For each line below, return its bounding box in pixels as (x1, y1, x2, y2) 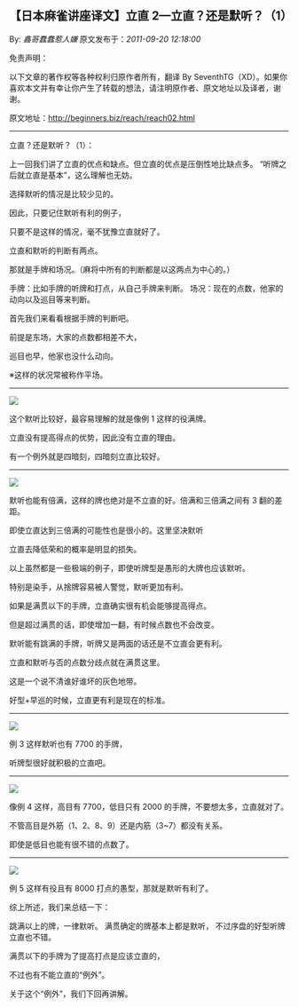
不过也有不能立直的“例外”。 (9, 969, 110, 979)
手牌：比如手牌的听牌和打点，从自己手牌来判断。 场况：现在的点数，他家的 (9, 282, 284, 293)
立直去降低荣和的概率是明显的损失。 (9, 543, 142, 554)
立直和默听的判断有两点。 (9, 245, 103, 256)
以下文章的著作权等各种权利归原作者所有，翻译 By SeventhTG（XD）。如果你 (9, 71, 288, 82)
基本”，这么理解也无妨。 (47, 170, 137, 180)
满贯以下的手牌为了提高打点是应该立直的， (9, 950, 165, 961)
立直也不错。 (9, 932, 56, 942)
